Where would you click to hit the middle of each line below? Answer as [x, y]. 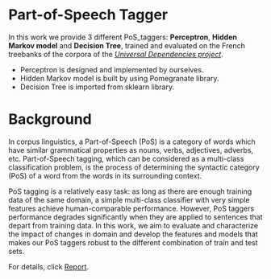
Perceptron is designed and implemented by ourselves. [112, 69]
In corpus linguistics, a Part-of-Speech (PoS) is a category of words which [132, 142]
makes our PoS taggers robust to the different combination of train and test [133, 242]
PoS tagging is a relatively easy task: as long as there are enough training [130, 191]
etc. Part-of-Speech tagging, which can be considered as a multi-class [126, 158]
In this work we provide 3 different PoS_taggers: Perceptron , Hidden [123, 37]
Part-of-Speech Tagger [88, 15]
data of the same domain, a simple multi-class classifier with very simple [129, 199]
